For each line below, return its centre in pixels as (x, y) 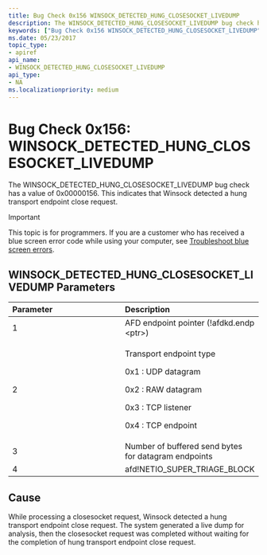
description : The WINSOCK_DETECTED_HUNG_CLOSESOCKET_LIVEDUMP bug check (131, 23)
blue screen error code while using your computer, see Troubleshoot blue (129, 241)
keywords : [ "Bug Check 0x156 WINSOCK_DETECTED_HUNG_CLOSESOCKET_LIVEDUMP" (135, 30)
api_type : (25, 75)
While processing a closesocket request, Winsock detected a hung (118, 516)
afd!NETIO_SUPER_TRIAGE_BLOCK (190, 469)
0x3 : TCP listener (158, 408)
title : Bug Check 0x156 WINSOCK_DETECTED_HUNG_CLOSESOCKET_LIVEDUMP (124, 16)
